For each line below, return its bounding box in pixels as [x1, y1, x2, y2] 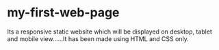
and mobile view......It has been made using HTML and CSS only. [7, 34, 190, 42]
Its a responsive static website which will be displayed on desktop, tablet [7, 27, 212, 36]
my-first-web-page [7, 5, 120, 21]
